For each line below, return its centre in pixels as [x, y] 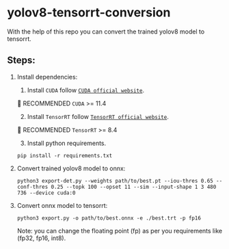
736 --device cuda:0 [46, 193]
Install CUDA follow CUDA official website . [86, 90]
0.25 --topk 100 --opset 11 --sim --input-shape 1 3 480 [134, 187]
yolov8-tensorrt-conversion [89, 13]
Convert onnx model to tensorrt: [62, 205]
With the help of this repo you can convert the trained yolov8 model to [106, 31]
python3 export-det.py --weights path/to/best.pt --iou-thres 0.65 [115, 181]
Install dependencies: [47, 77]
